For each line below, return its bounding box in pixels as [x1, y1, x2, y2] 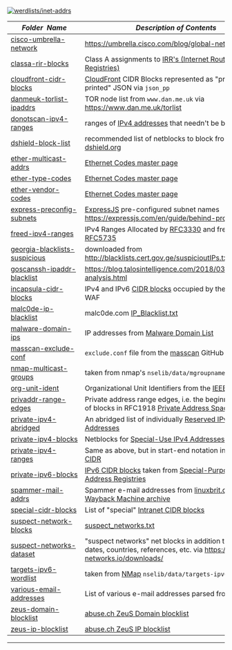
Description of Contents [135, 23, 217, 32]
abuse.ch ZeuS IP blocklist [84, 624, 171, 633]
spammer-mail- [10, 486, 64, 495]
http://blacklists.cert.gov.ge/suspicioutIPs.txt [84, 253, 230, 262]
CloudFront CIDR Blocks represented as [84, 75, 214, 84]
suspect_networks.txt [84, 521, 155, 530]
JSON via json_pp [113, 83, 171, 93]
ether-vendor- [10, 185, 60, 194]
